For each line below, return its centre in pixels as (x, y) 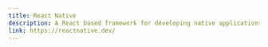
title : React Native (43, 16)
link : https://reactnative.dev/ (62, 30)
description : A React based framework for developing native (112, 23)
